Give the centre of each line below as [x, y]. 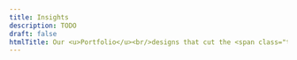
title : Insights [39, 17]
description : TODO [43, 26]
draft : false [33, 34]
